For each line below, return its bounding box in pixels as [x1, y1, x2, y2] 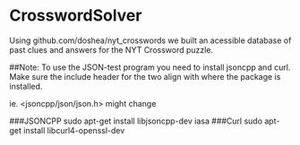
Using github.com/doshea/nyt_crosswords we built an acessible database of [9, 35, 292, 46]
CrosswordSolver [9, 5, 142, 26]
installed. [9, 81, 43, 91]
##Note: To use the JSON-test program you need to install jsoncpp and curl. [9, 62, 291, 72]
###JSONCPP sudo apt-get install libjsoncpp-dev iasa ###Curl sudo [9, 115, 262, 126]
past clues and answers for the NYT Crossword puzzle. [9, 44, 213, 55]
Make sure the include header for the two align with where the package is [9, 71, 281, 81]
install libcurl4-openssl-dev [23, 124, 125, 135]
